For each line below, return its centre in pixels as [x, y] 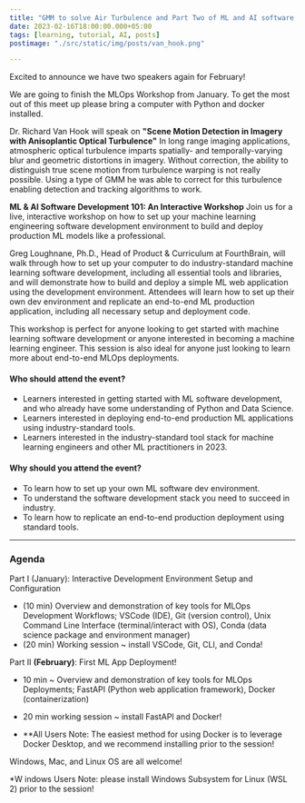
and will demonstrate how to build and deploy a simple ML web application [149, 283]
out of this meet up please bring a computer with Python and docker [137, 104]
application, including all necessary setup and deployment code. [130, 312]
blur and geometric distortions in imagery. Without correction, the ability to [149, 161]
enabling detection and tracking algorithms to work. [106, 189]
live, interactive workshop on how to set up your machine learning [133, 217]
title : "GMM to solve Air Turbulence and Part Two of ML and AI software [152, 18]
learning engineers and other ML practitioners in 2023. [125, 447]
